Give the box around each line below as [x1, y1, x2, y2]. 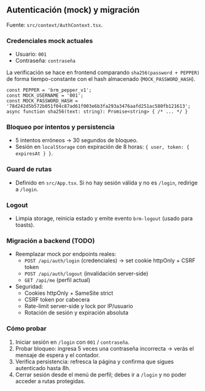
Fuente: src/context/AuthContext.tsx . [6, 21, 103, 28]
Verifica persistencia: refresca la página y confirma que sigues [15, 358, 174, 365]
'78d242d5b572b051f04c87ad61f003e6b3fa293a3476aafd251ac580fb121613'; [6, 104, 191, 110]
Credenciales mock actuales [6, 36, 93, 45]
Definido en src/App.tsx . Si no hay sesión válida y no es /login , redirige [15, 179, 198, 186]
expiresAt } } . [15, 150, 53, 157]
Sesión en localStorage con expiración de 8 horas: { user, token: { [15, 143, 190, 151]
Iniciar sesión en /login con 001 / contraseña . [15, 338, 130, 346]
